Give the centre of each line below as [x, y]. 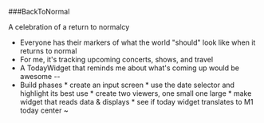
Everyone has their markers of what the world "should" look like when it [138, 42]
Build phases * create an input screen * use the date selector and [127, 85]
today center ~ [44, 110]
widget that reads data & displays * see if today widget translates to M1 [136, 102]
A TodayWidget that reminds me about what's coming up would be [129, 68]
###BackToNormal [39, 12]
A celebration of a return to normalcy [69, 27]
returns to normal [48, 51]
